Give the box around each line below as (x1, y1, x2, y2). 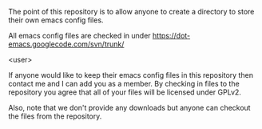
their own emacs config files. (8, 15, 104, 25)
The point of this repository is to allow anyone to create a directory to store (8, 7, 255, 16)
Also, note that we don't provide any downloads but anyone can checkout (8, 103, 251, 112)
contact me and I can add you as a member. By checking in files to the (8, 79, 240, 88)
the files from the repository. (8, 111, 102, 121)
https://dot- (152, 31, 191, 40)
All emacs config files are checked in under (8, 31, 151, 40)
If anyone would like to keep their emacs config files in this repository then (8, 71, 254, 79)
